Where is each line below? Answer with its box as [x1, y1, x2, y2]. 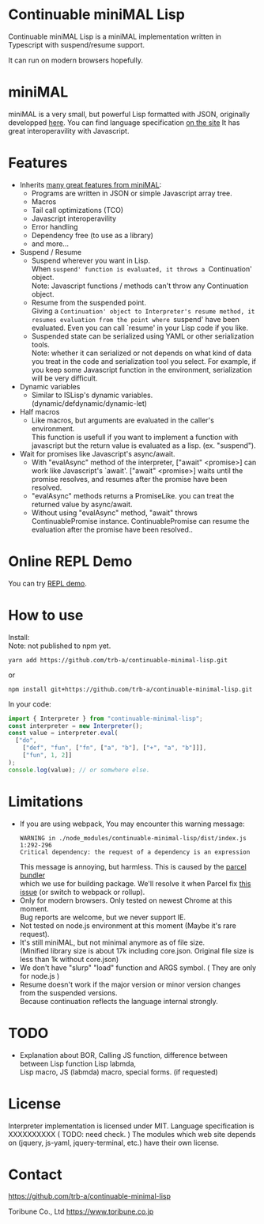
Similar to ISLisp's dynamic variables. [31, 390, 153, 400]
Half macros [19, 407, 60, 416]
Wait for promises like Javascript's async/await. [19, 449, 175, 458]
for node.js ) [19, 971, 60, 980]
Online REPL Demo [8, 552, 133, 570]
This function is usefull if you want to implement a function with [31, 432, 239, 441]
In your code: [8, 699, 51, 709]
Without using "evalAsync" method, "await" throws [31, 508, 198, 517]
